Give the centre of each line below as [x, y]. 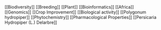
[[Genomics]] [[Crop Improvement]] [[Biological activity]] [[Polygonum [75, 12]
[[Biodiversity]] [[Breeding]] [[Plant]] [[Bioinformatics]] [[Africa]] [69, 7]
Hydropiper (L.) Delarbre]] [31, 22]
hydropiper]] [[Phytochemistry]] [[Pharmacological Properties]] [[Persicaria [81, 17]
